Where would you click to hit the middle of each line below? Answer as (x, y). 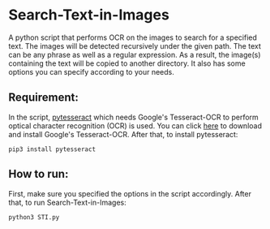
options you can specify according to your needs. (91, 71)
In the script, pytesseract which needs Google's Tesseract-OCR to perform (134, 117)
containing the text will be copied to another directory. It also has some (127, 63)
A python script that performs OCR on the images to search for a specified (133, 37)
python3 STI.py (34, 217)
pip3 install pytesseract (52, 149)
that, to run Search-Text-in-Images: (68, 202)
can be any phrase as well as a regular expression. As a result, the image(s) (135, 54)
